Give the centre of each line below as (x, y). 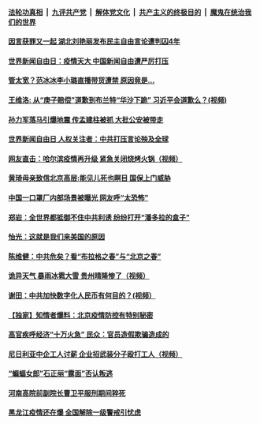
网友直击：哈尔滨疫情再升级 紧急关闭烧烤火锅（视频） (95, 159)
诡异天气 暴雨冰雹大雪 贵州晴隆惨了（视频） (79, 276)
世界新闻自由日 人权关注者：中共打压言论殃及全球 (89, 139)
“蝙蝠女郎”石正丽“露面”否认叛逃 (61, 373)
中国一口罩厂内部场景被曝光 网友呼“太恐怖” (78, 197)
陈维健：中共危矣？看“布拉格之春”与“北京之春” (85, 256)
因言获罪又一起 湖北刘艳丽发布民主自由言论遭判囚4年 (94, 41)
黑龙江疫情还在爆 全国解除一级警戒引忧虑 (75, 413)
